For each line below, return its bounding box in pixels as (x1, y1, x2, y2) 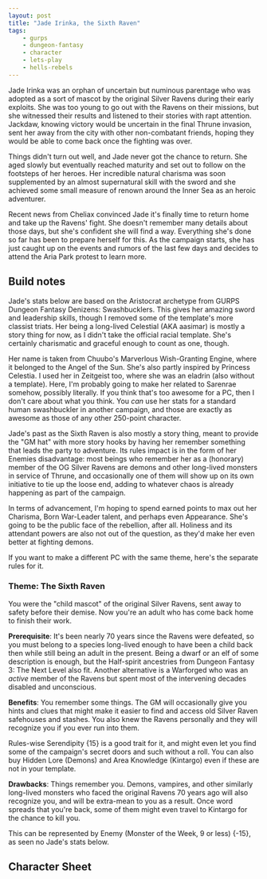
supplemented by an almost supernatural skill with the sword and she (8, 177, 237, 186)
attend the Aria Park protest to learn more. (8, 252, 147, 261)
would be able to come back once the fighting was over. (8, 136, 193, 146)
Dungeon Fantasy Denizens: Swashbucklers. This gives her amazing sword (8, 304, 255, 314)
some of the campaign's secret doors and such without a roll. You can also (8, 747, 254, 756)
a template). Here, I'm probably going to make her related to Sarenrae (8, 379, 237, 389)
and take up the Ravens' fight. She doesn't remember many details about (8, 218, 249, 227)
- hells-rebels (22, 64, 73, 72)
